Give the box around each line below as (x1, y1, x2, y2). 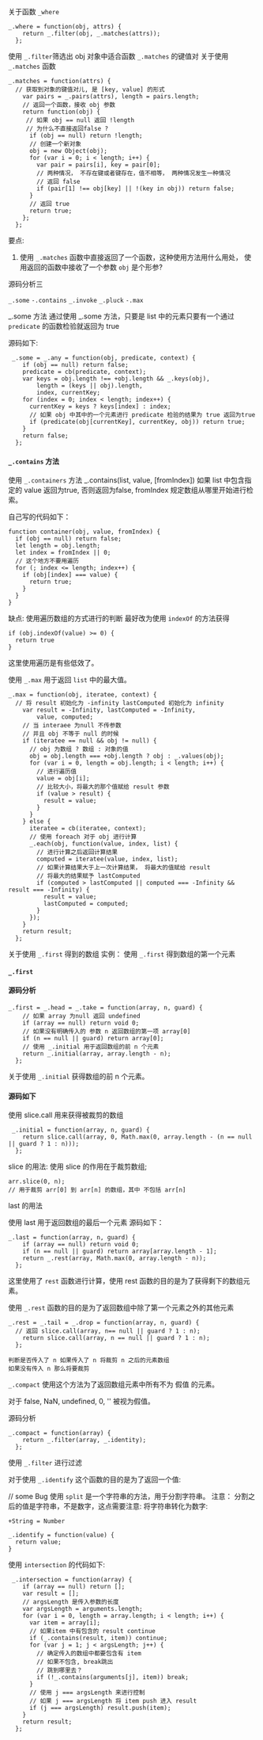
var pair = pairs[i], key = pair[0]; (36, 161, 160, 169)
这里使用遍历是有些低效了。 (8, 658, 99, 668)
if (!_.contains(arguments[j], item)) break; (36, 1673, 190, 1681)
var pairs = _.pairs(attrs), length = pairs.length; (22, 93, 200, 101)
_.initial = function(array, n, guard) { (11, 1126, 150, 1135)
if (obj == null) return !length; (28, 132, 144, 139)
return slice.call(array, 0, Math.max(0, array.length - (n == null (22, 1133, 253, 1141)
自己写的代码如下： (8, 512, 71, 521)
